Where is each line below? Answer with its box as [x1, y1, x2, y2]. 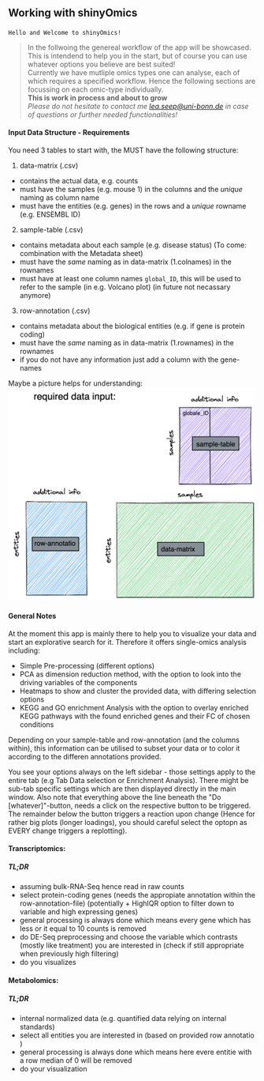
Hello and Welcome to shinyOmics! [8, 28, 122, 36]
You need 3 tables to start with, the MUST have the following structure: [8, 145, 239, 155]
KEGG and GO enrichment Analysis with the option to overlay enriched [19, 702, 249, 712]
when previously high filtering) [19, 949, 119, 959]
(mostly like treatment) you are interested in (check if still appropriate [19, 940, 244, 951]
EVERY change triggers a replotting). [8, 826, 128, 835]
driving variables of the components [19, 677, 138, 687]
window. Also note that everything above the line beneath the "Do [8, 792, 221, 801]
